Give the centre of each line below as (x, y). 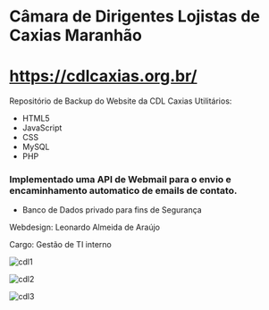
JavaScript (42, 128)
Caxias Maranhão (76, 35)
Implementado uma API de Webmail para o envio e (120, 180)
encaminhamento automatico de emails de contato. (123, 191)
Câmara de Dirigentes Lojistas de (135, 17)
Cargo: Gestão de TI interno (60, 245)
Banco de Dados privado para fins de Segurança (112, 210)
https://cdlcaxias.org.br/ (103, 76)
